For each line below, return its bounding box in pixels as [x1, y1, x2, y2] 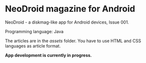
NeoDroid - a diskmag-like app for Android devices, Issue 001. [5, 19, 129, 25]
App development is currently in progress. [5, 52, 92, 58]
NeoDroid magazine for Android [5, 3, 135, 14]
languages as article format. [5, 43, 61, 49]
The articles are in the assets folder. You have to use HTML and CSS [5, 38, 142, 44]
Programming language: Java [5, 28, 64, 34]
